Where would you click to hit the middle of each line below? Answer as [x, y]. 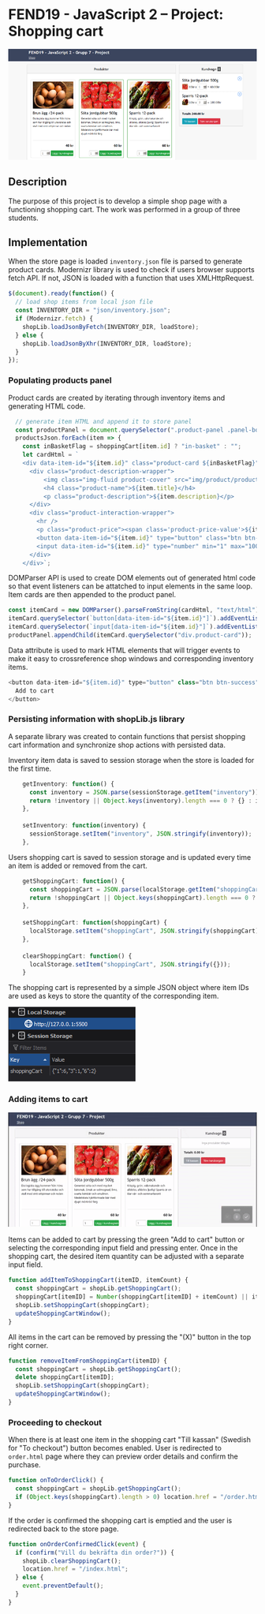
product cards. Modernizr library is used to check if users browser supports [131, 270]
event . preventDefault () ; [63, 1586]
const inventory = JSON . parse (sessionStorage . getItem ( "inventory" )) [144, 792]
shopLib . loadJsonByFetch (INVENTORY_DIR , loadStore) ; [111, 327]
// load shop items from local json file [84, 302]
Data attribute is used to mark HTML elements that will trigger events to [124, 650]
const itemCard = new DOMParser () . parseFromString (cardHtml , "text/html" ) [134, 610]
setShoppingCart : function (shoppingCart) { [95, 923]
